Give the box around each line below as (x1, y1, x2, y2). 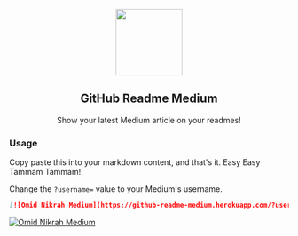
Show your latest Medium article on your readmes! (57, 114, 241, 125)
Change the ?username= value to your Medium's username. (9, 184, 223, 194)
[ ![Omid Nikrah (9, 201, 66, 210)
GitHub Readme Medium (80, 91, 218, 106)
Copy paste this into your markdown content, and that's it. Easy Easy (9, 157, 261, 168)
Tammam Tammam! (9, 167, 82, 177)
